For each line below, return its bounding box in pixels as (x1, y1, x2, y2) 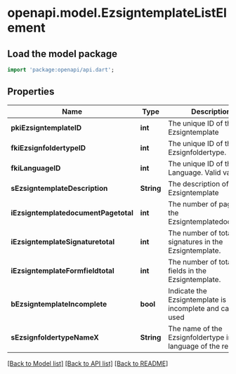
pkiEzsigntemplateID (11, 123, 82, 133)
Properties (7, 86, 55, 98)
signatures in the (168, 236, 223, 246)
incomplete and (168, 303, 220, 313)
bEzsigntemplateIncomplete (11, 299, 107, 309)
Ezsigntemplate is (168, 295, 227, 305)
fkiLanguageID (11, 163, 61, 173)
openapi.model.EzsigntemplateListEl (7, 5, 227, 21)
